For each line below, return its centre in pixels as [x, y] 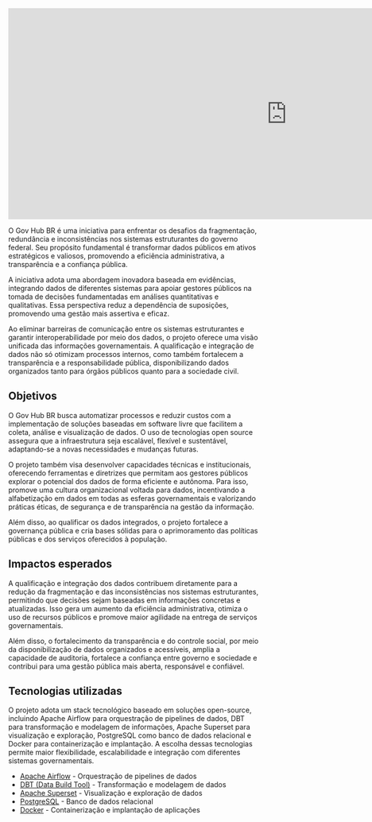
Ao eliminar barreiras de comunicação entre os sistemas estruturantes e [126, 329]
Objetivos [33, 396]
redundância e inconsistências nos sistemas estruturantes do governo [123, 239]
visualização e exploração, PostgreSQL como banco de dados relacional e [130, 735]
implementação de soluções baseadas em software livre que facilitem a [126, 424]
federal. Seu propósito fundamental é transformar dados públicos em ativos [132, 247]
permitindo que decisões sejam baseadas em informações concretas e [124, 600]
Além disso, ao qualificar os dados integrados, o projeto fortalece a [118, 522]
